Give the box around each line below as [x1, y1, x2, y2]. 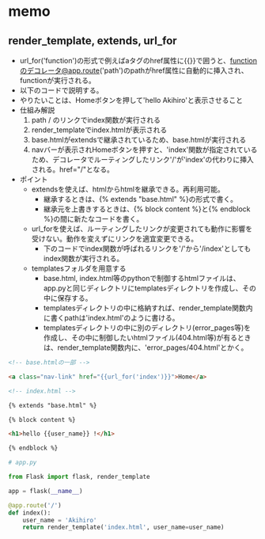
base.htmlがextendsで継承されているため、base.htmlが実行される [31, 135, 247, 144]
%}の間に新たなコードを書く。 [43, 214, 144, 223]
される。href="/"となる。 [31, 165, 115, 174]
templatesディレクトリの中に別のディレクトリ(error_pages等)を [43, 323, 252, 332]
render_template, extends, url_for [8, 34, 177, 47]
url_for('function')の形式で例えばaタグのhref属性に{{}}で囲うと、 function [19, 56, 257, 65]
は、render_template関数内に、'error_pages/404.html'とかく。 [43, 343, 248, 352]
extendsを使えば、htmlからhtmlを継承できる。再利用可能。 [31, 184, 225, 194]
